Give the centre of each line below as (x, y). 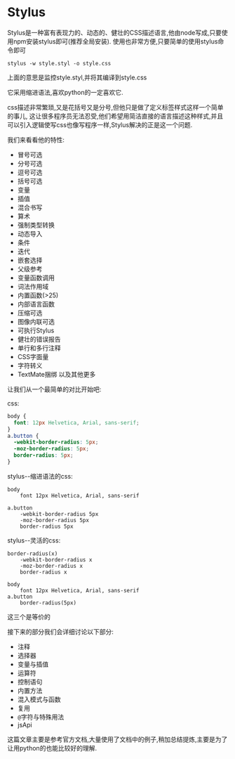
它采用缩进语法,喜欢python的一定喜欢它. (65, 92)
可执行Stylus (36, 330)
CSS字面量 (33, 356)
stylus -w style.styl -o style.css (59, 63)
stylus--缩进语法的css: (40, 476)
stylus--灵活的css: (34, 540)
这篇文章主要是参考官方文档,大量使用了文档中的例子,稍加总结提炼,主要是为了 (117, 739)
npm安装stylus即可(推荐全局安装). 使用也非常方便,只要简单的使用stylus (115, 41)
